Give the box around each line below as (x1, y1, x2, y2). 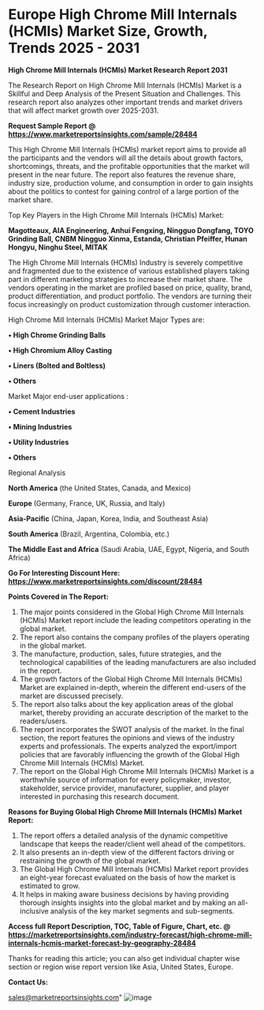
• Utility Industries (8, 437, 69, 447)
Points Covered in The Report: (8, 591, 109, 601)
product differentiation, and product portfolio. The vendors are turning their (8, 291, 252, 301)
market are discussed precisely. (19, 691, 124, 700)
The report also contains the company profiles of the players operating (19, 632, 250, 641)
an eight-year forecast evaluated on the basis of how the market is (19, 873, 236, 882)
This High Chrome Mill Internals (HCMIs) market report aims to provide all (8, 145, 247, 154)
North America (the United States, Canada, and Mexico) (8, 483, 191, 493)
